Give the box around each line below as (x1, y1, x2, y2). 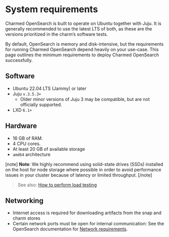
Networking (5, 196, 44, 205)
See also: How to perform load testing (17, 182, 97, 188)
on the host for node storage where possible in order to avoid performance (5, 166, 161, 173)
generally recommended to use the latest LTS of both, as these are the (5, 25, 152, 31)
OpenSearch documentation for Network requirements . (12, 226, 128, 232)
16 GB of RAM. (12, 135, 43, 141)
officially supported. (20, 101, 62, 108)
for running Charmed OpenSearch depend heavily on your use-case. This (5, 46, 159, 52)
